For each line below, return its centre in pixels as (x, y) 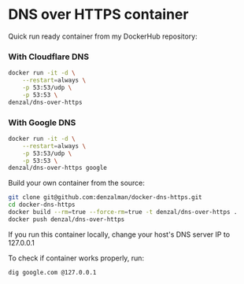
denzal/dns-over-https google (58, 168)
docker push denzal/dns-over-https (67, 219)
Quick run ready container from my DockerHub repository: (103, 36)
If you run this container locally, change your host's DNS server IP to (119, 234)
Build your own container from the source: (77, 183)
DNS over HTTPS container (98, 15)
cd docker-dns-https (42, 205)
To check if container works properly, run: (76, 258)
